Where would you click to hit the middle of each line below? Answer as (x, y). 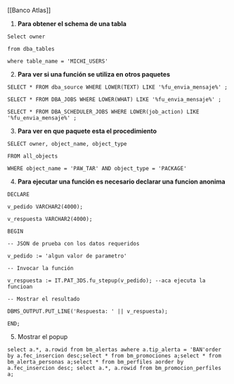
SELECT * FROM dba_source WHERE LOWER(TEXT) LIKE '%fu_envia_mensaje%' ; (118, 87)
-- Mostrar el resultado (44, 299)
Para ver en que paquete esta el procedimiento (87, 131)
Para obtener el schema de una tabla (72, 24)
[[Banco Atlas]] (29, 10)
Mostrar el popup (43, 337)
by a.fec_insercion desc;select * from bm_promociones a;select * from (114, 356)
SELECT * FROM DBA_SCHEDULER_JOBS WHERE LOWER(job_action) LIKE (103, 112)
